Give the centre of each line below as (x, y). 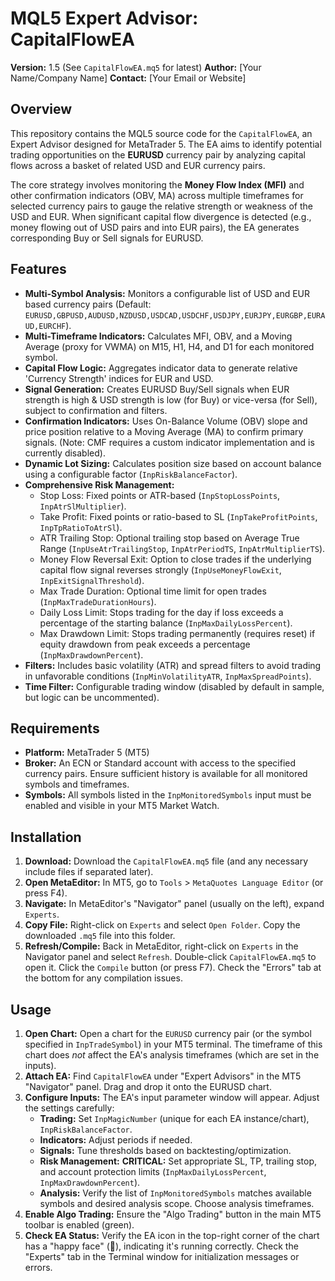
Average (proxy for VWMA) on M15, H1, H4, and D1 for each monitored (169, 346)
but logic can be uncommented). (92, 697)
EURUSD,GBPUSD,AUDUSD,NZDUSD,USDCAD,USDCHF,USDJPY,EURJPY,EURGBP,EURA (175, 315)
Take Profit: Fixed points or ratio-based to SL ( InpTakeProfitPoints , (178, 516)
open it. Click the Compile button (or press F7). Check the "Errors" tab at (173, 968)
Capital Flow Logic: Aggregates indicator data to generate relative (161, 368)
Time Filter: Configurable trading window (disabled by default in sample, (174, 686)
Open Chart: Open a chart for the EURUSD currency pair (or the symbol (168, 1033)
